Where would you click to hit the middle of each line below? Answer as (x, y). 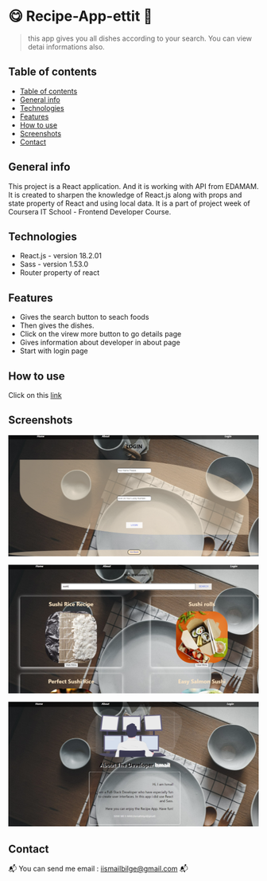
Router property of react (60, 273)
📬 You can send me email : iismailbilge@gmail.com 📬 (98, 869)
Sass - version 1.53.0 (54, 264)
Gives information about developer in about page (100, 343)
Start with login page (54, 351)
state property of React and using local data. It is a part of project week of (129, 203)
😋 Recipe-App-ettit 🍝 (81, 16)
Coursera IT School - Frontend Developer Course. (90, 211)
